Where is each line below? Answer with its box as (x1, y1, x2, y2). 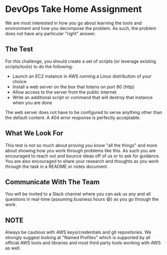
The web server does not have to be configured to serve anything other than (5, 109, 163, 115)
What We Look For (5, 129, 63, 137)
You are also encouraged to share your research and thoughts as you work (5, 158, 159, 164)
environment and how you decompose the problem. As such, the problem (5, 25, 157, 31)
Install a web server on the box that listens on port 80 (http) (12, 84, 135, 90)
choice (12, 78, 27, 84)
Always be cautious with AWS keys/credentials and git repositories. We (5, 229, 152, 235)
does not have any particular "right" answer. (5, 30, 96, 36)
